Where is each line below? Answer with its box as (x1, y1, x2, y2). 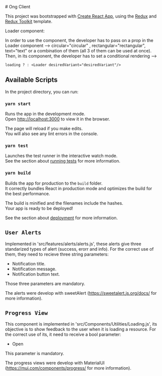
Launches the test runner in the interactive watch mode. (5, 153, 118, 159)
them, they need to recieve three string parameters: (5, 251, 109, 257)
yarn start (5, 101, 31, 106)
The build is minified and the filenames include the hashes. (5, 200, 123, 206)
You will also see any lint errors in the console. (5, 131, 99, 137)
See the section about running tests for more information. (5, 158, 121, 164)
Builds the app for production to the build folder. (5, 180, 103, 186)
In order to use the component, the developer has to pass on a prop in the (5, 38, 154, 43)
